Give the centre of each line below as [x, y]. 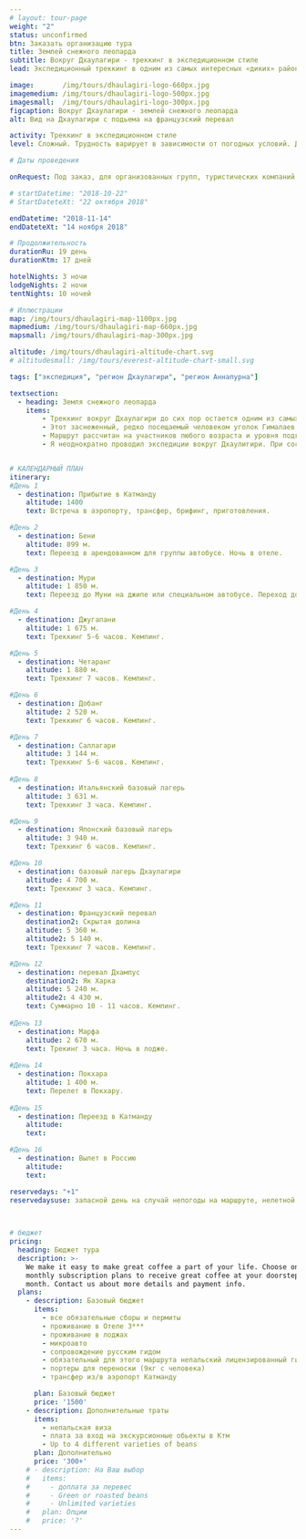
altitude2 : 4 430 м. [65, 998]
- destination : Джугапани [67, 620]
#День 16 [26, 1150]
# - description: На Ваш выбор [85, 1470]
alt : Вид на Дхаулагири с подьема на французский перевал [122, 119]
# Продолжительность [49, 243]
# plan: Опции [57, 1513]
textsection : [34, 393]
